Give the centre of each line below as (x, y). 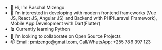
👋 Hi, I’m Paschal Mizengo (37, 8)
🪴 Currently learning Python (40, 29)
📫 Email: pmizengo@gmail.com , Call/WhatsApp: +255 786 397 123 (80, 42)
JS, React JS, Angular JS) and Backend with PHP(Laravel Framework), (84, 18)
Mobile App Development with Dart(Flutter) (55, 23)
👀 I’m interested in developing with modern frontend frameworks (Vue (83, 13)
